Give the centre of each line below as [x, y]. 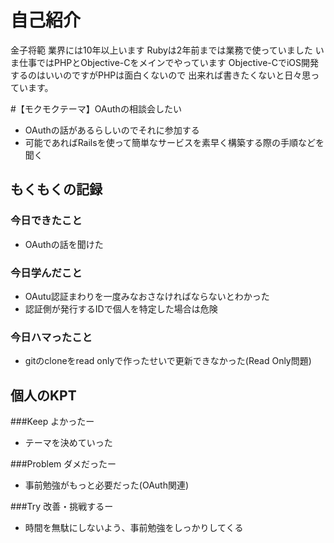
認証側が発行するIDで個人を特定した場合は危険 [121, 308]
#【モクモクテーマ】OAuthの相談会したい [96, 108]
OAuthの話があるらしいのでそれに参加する [112, 130]
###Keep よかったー [52, 422]
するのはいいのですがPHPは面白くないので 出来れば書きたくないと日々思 [161, 75]
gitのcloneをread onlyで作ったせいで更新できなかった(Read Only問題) [168, 361]
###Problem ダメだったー [63, 464]
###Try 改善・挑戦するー [62, 507]
